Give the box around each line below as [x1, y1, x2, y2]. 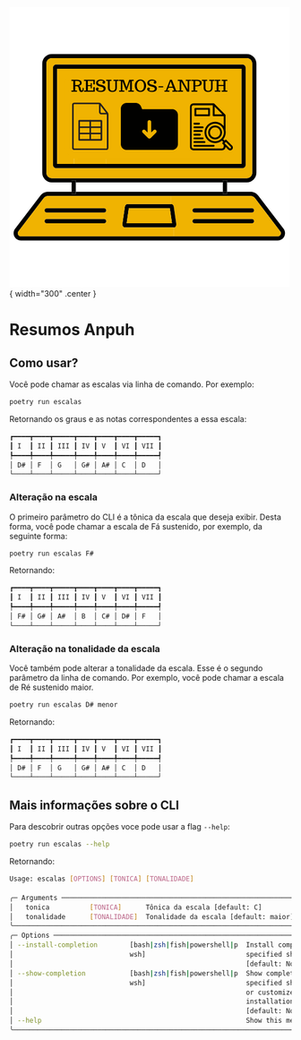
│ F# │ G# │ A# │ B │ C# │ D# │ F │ [9, 612, 163, 621]
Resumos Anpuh [9, 320, 135, 340]
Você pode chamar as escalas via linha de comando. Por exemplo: [9, 379, 254, 390]
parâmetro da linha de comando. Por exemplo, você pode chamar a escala [9, 673, 285, 683]
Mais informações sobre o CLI [9, 797, 179, 812]
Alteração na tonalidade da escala [9, 642, 161, 655]
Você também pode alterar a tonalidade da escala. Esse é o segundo [9, 663, 263, 674]
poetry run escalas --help [9, 840, 110, 849]
